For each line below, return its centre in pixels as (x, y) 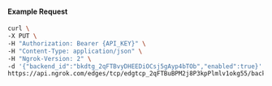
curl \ (19, 28)
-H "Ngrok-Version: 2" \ (50, 58)
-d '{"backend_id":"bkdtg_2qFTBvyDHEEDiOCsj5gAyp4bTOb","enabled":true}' (135, 66)
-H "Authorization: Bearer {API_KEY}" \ (77, 43)
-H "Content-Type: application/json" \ (75, 51)
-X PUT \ (22, 37)
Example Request (38, 11)
